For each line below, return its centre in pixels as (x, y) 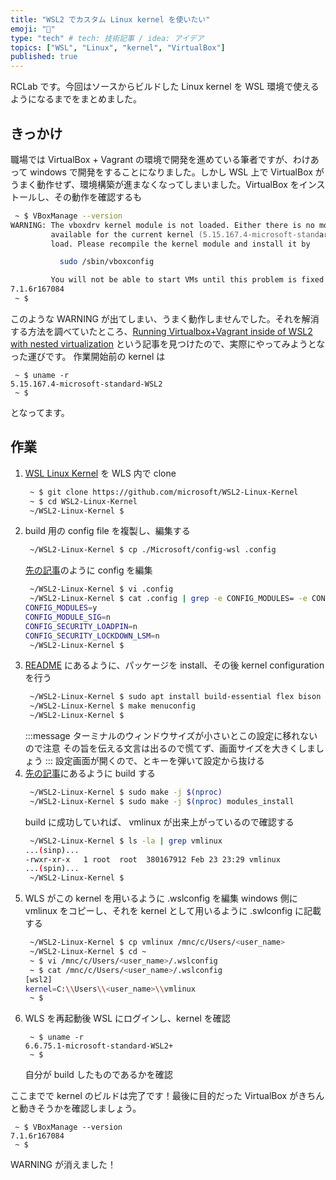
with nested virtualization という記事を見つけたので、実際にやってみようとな (168, 343)
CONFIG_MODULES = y (61, 608)
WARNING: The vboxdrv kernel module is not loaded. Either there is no (162, 225)
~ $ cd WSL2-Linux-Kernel (83, 501)
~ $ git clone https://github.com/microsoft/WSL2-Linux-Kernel (164, 492)
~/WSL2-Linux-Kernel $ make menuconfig (112, 706)
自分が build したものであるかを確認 (98, 1075)
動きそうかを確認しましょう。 (80, 1108)
